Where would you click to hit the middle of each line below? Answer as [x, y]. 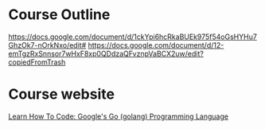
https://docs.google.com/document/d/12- [156, 45]
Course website [62, 94]
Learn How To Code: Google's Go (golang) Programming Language [119, 116]
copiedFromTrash [37, 62]
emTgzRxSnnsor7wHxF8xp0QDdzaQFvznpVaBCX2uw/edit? [106, 53]
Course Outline [59, 15]
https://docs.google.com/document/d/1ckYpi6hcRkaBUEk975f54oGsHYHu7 [132, 37]
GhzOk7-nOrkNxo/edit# [47, 45]
